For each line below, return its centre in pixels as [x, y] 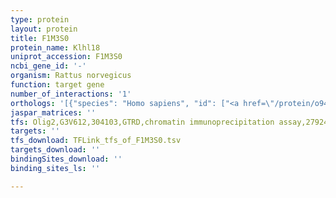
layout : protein [44, 29]
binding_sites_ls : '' [55, 168]
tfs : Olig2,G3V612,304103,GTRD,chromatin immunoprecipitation [142, 122]
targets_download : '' [55, 150]
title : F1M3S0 [40, 38]
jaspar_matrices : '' [53, 112]
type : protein [40, 19]
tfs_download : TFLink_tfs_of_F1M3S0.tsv [96, 141]
